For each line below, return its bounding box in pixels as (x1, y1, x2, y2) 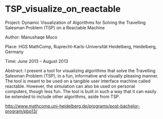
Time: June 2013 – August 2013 (5, 58, 68, 64)
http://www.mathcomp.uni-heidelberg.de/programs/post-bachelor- (5, 103, 140, 109)
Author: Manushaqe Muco (5, 34, 58, 40)
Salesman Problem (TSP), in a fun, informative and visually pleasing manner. (5, 73, 159, 79)
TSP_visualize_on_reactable (5, 3, 121, 15)
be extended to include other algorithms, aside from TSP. (5, 94, 121, 99)
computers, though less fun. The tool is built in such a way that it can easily (5, 88, 157, 94)
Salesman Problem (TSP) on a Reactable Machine (5, 24, 105, 30)
